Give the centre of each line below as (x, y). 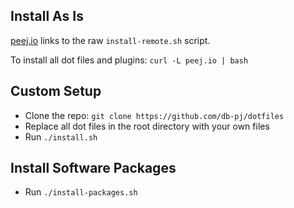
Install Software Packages (93, 168)
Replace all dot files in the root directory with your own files (147, 126)
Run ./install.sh (61, 136)
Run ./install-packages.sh (81, 192)
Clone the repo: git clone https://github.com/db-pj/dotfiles (154, 115)
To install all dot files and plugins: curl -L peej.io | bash (129, 60)
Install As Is (47, 16)
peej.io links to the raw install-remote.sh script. (110, 40)
